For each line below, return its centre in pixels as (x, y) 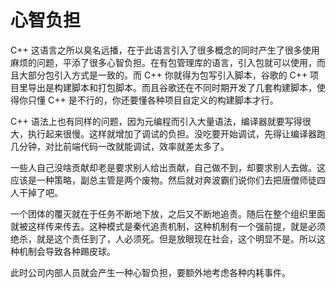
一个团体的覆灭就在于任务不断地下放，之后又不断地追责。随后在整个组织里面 (168, 213)
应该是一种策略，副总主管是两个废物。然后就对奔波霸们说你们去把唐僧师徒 (163, 180)
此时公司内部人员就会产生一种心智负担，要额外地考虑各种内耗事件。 (150, 272)
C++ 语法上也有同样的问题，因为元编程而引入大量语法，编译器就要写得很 (161, 121)
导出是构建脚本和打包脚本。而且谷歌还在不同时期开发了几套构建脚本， (172, 87)
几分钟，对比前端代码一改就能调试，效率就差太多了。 (120, 146)
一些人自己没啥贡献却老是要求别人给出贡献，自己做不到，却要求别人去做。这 (168, 167)
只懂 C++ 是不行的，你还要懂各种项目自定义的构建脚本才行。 (153, 100)
